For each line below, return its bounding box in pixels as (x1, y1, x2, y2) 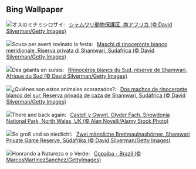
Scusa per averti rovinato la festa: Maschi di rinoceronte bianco (12, 40, 168, 47)
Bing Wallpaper (6, 5, 63, 15)
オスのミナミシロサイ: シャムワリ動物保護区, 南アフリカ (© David (12, 20, 173, 28)
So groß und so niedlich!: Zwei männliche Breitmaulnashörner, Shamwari (12, 130, 190, 137)
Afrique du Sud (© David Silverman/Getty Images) (6, 73, 128, 80)
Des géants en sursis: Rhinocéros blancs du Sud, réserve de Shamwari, (12, 66, 188, 73)
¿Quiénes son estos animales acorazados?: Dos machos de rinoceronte (12, 85, 188, 92)
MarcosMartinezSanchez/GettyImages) (6, 156, 102, 163)
